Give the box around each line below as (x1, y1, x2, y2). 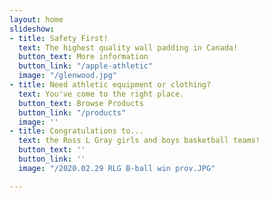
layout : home (9, 14, 64, 25)
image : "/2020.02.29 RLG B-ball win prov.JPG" (18, 163, 216, 173)
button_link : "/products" (18, 107, 127, 118)
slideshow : (9, 24, 55, 34)
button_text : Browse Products (18, 98, 144, 108)
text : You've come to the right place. (18, 89, 185, 99)
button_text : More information (18, 52, 149, 62)
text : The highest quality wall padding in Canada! (18, 42, 239, 53)
